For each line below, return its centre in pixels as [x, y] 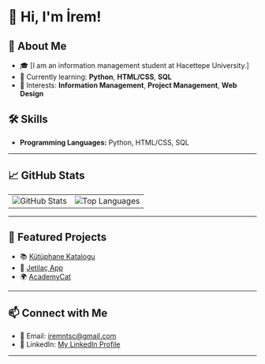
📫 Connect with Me [58, 313]
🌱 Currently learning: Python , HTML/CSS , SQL [95, 77]
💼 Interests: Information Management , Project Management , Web [128, 85]
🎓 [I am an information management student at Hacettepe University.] [134, 66]
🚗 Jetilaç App [41, 268]
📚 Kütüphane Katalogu [58, 257]
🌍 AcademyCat [45, 277]
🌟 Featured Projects [58, 237]
